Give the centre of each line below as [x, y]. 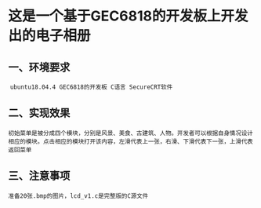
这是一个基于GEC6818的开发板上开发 [128, 16]
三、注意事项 [39, 176]
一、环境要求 [39, 67]
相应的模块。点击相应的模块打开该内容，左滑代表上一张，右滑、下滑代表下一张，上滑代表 [130, 141]
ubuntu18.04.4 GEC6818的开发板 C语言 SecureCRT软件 [91, 87]
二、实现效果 [39, 113]
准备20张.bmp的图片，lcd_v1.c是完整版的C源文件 [78, 196]
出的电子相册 [50, 36]
